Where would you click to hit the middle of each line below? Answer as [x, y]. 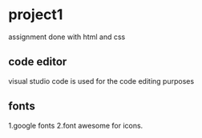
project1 [36, 15]
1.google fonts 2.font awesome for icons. [76, 125]
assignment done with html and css [67, 37]
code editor [38, 62]
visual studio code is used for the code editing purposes [101, 81]
